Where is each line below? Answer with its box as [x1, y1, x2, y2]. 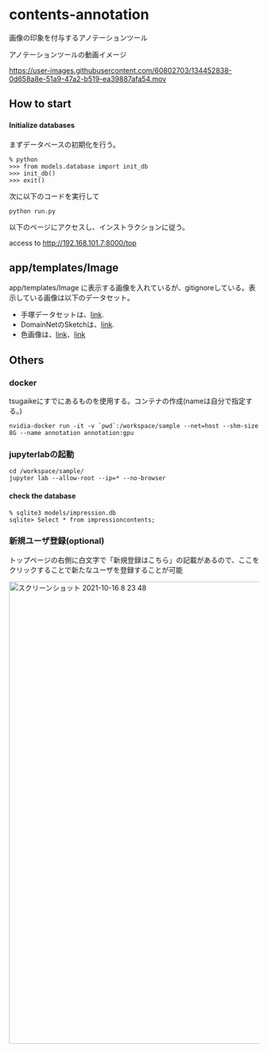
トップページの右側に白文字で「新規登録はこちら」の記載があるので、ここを [9, 555, 260, 565]
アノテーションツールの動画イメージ [9, 49, 127, 59]
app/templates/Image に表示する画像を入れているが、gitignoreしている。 [9, 283, 249, 293]
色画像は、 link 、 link [20, 330, 86, 340]
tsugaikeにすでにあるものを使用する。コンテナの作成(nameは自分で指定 [9, 396, 246, 406]
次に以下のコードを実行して [9, 191, 100, 200]
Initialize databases [9, 120, 75, 130]
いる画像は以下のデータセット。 [29, 293, 134, 303]
